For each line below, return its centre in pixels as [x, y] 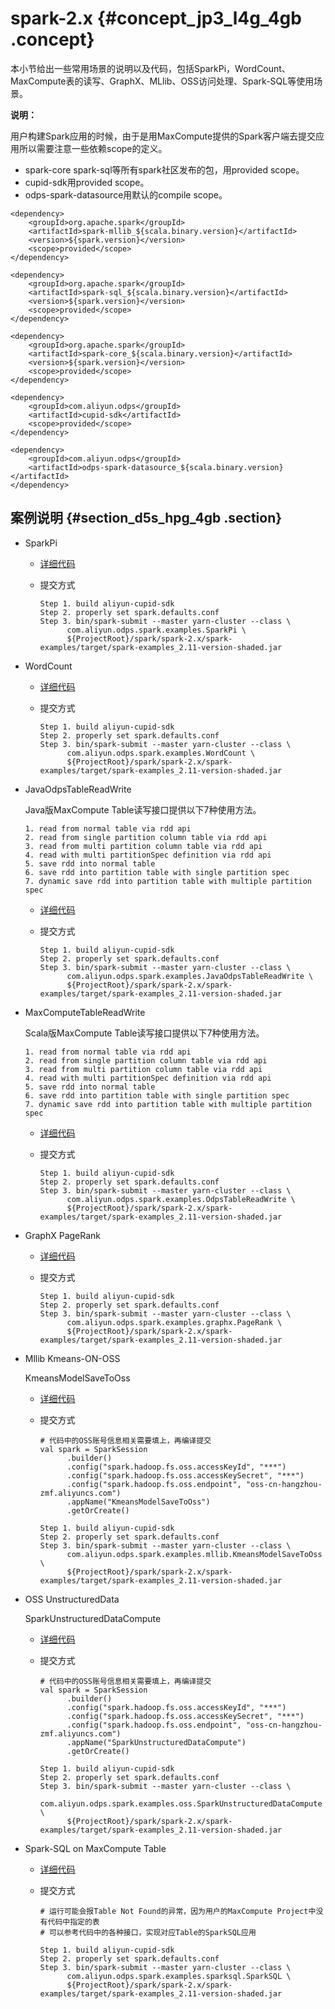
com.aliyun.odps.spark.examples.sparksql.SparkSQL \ [179, 1976]
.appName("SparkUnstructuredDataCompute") [156, 1742]
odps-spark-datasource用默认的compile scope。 [126, 194]
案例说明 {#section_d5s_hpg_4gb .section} [146, 518]
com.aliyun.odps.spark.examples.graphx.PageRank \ [174, 1322]
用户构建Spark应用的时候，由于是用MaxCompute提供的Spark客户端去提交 [163, 136]
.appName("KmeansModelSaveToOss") [138, 1502]
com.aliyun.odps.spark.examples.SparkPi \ [156, 630]
